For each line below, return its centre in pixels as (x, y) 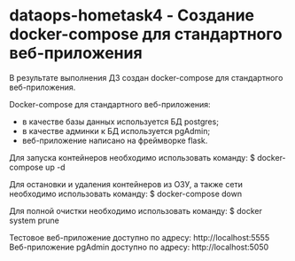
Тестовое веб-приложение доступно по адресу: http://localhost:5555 (140, 237)
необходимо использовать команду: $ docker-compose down (125, 194)
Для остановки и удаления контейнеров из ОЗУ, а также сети (126, 184)
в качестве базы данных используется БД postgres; (120, 122)
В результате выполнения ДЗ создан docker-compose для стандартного (146, 77)
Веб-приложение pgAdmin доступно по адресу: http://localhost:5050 (139, 247)
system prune (35, 220)
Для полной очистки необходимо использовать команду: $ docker (136, 210)
